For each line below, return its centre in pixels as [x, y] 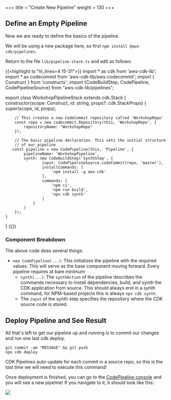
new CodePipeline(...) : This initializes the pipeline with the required [84, 261]
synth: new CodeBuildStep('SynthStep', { [69, 158]
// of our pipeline [35, 145]
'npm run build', [69, 189]
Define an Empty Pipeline [46, 23]
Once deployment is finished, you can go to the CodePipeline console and [83, 377]
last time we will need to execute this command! [56, 367]
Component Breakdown [35, 239]
